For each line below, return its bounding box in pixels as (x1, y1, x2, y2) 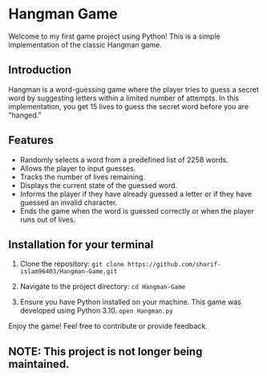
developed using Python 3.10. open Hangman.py (19, 306, 174, 316)
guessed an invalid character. (19, 198, 118, 207)
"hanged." (8, 110, 42, 120)
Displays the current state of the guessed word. (19, 180, 178, 190)
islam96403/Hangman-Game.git (19, 268, 118, 276)
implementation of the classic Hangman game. (8, 39, 162, 49)
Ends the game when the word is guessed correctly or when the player (19, 206, 254, 215)
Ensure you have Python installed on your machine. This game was (19, 297, 242, 307)
